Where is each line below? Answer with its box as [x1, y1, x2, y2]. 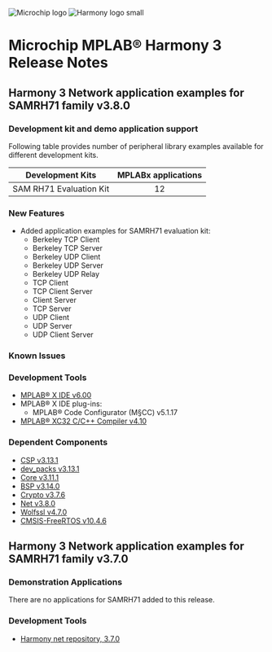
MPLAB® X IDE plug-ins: [20, 399, 103, 409]
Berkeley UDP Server [32, 260, 104, 270]
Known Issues [8, 350, 66, 361]
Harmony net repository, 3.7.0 [20, 633, 121, 643]
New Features [8, 208, 65, 219]
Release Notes [8, 54, 108, 72]
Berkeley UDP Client [32, 252, 101, 262]
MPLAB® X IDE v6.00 [20, 391, 92, 400]
